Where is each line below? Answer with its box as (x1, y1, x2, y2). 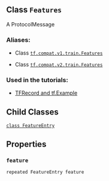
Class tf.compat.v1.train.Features (14, 49, 103, 56)
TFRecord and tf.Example (14, 89, 78, 96)
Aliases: (6, 35, 31, 44)
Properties (6, 139, 47, 149)
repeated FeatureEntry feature (6, 169, 84, 175)
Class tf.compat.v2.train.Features (14, 61, 103, 68)
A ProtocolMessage (6, 20, 55, 28)
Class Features (6, 5, 62, 15)
